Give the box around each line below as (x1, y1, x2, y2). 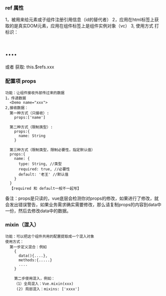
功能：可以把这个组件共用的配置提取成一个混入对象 (5, 234, 95, 239)
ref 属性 (5, 4, 24, 11)
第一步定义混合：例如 (9, 244, 47, 250)
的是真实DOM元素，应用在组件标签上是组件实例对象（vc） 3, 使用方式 (9, 23, 154, 29)
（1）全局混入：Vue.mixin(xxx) (14, 281, 74, 286)
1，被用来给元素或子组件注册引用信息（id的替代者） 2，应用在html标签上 (5, 16, 155, 23)
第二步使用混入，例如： (14, 276, 55, 281)
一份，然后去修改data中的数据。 (5, 208, 71, 214)
